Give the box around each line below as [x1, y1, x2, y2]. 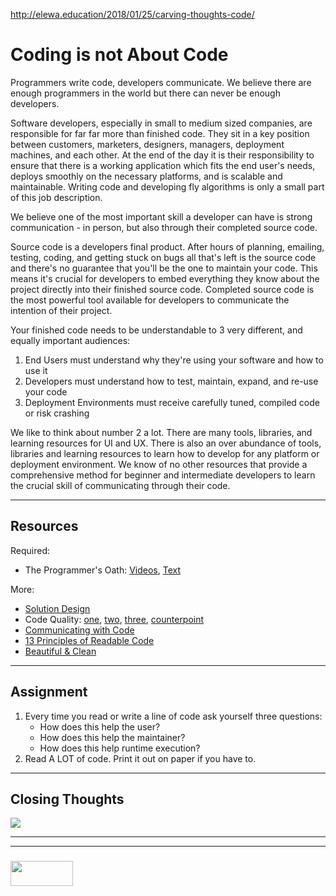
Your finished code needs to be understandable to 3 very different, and [10, 324, 303, 336]
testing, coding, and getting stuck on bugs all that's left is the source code [10, 251, 317, 263]
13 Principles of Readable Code [24, 634, 155, 646]
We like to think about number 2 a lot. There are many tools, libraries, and [10, 426, 313, 438]
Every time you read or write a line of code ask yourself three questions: [24, 710, 323, 722]
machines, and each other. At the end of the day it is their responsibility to [10, 149, 315, 161]
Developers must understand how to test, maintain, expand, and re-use [24, 375, 319, 387]
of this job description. [10, 191, 103, 203]
